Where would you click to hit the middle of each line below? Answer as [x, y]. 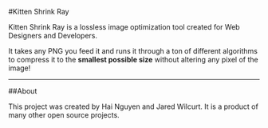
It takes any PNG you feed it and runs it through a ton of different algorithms [133, 51]
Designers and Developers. [53, 36]
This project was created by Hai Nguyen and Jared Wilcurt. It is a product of [134, 106]
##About [23, 91]
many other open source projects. [64, 115]
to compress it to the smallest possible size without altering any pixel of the [133, 60]
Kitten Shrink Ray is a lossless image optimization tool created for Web [124, 27]
